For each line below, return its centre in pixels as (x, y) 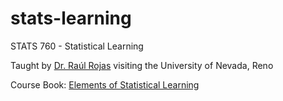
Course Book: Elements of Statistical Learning (105, 84)
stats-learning (71, 18)
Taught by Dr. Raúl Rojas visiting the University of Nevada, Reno (142, 65)
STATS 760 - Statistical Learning (77, 46)
